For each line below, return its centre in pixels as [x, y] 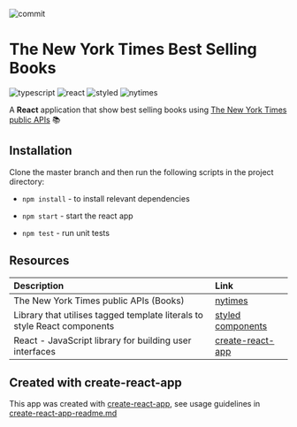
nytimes [232, 301]
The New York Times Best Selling [133, 50]
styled [228, 315]
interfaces [34, 351]
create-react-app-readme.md [63, 413]
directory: [27, 181]
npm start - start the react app [78, 216]
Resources [39, 261]
